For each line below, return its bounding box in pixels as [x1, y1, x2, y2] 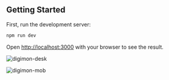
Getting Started [6, 5, 66, 15]
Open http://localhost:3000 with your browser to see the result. [6, 43, 164, 51]
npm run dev [6, 32, 36, 38]
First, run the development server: [6, 20, 91, 28]
